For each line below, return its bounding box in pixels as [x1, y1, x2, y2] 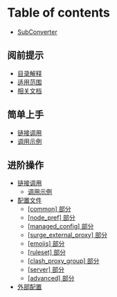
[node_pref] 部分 [27, 213, 75, 222]
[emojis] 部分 [27, 240, 65, 248]
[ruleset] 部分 [27, 248, 66, 257]
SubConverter [17, 28, 57, 36]
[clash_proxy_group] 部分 [27, 257, 100, 265]
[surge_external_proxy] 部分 [27, 231, 108, 240]
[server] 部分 [27, 265, 64, 274]
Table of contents [7, 5, 111, 21]
